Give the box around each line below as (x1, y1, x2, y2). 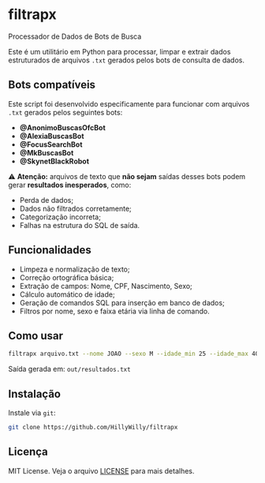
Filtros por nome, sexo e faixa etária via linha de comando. (19, 306, 211, 316)
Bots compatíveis (8, 78, 96, 92)
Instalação (8, 387, 62, 400)
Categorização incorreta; (19, 212, 101, 222)
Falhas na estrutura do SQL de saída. (19, 220, 140, 230)
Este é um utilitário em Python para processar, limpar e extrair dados (8, 47, 231, 56)
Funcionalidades (8, 243, 92, 257)
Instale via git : (8, 408, 57, 417)
